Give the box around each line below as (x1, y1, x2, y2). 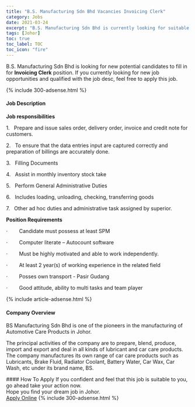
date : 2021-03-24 (6, 19, 48, 25)
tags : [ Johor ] (6, 30, 41, 36)
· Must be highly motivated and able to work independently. (6, 250, 159, 257)
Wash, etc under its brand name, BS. (6, 364, 94, 372)
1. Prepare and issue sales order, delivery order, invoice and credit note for (6, 124, 188, 131)
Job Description (6, 100, 46, 107)
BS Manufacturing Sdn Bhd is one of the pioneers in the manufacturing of (6, 322, 183, 329)
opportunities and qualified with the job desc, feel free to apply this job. (6, 75, 178, 82)
